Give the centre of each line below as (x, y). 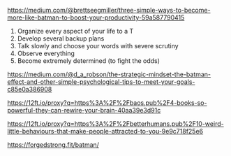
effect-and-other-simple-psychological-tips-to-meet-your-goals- (101, 82)
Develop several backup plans (61, 38)
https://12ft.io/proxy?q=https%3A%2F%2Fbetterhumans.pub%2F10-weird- (116, 124)
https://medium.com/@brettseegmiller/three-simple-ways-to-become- (109, 10)
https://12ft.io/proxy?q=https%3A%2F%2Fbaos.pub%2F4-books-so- (107, 103)
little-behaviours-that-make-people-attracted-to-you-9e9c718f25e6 (105, 131)
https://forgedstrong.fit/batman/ (53, 145)
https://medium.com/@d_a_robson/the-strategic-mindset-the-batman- (109, 74)
